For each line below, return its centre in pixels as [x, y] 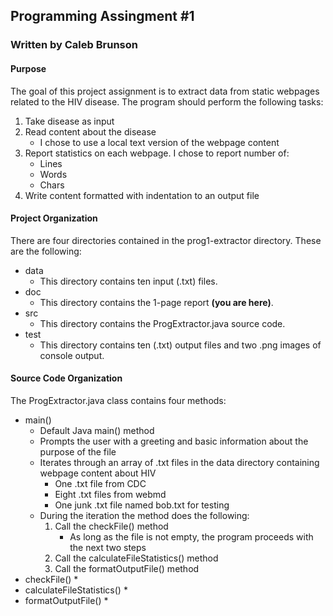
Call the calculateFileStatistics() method [136, 558]
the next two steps [108, 547]
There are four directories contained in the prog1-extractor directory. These [166, 240]
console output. [72, 355]
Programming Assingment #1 [102, 16]
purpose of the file [78, 451]
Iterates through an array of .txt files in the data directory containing [179, 462]
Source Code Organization [66, 378]
